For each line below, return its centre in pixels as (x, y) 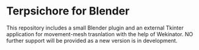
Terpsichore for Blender (68, 11)
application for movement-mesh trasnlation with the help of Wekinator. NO (100, 34)
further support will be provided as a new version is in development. (92, 40)
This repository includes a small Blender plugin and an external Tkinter (95, 28)
